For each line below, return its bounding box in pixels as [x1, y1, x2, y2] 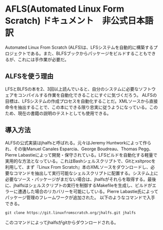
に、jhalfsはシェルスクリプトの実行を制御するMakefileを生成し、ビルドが [5, 182, 152, 188]
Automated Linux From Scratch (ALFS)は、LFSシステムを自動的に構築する [5, 44, 154, 50]
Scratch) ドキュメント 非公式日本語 [5, 16, 154, 26]
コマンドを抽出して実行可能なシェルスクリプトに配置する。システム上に [13, 170, 159, 176]
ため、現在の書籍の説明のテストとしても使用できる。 [5, 110, 111, 116]
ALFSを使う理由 [5, 72, 54, 81]
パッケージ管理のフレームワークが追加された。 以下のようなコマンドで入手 [5, 195, 156, 200]
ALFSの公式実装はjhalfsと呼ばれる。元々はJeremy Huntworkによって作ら [5, 140, 152, 145]
